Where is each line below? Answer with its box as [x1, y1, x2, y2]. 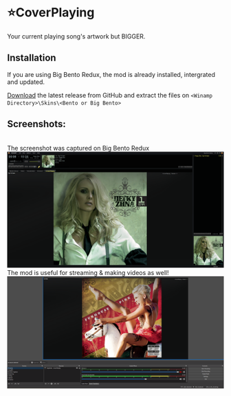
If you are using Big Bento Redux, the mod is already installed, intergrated [7, 70, 215, 78]
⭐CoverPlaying [7, 5, 95, 21]
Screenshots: [7, 118, 67, 130]
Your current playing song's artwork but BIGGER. [7, 32, 146, 41]
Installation [7, 52, 56, 64]
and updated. [7, 78, 45, 86]
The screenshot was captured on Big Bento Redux [7, 144, 150, 152]
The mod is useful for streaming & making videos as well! [7, 269, 169, 277]
